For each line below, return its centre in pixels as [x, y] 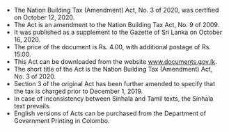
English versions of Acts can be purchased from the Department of [110, 113]
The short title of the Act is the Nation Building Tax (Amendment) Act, [113, 69]
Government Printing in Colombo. [62, 121]
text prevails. [32, 106]
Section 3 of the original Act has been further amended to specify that [114, 84]
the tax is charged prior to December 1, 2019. [78, 91]
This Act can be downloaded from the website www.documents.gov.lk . [115, 61]
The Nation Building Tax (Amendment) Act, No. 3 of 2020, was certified [116, 10]
